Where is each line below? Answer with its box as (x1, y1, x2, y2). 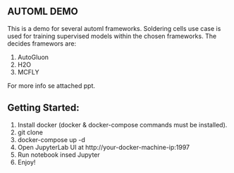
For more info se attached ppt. (7, 81, 96, 90)
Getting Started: (7, 102, 80, 114)
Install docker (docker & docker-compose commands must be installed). (17, 120, 228, 129)
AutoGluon (17, 53, 49, 61)
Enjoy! (17, 158, 36, 166)
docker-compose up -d (17, 135, 86, 143)
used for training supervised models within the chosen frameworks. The (7, 32, 217, 40)
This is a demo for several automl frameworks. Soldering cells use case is (7, 24, 221, 32)
